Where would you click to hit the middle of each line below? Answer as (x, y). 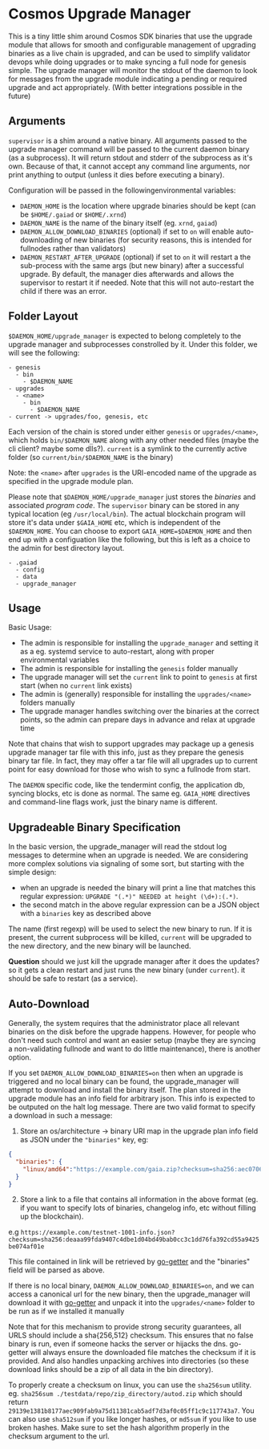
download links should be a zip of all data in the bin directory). (111, 1370)
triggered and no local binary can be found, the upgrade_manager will (124, 1081)
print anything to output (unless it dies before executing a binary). (116, 174)
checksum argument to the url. (59, 1436)
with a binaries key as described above (86, 914)
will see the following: (44, 352)
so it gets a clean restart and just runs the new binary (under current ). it (127, 970)
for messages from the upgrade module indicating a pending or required (128, 79)
